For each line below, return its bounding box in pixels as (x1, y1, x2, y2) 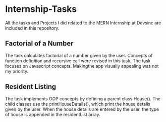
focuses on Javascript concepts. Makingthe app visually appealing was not (5, 63, 159, 69)
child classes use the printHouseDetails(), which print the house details (5, 101, 151, 107)
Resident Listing (5, 82, 56, 91)
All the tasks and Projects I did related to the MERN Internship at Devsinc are (5, 20, 161, 26)
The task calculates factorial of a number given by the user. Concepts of (5, 52, 153, 58)
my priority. (5, 68, 29, 74)
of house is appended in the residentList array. (5, 111, 101, 117)
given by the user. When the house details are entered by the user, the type (5, 106, 159, 112)
